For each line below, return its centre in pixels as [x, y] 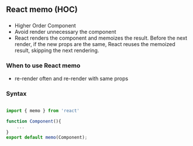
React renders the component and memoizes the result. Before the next [101, 38]
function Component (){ [34, 121]
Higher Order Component [45, 26]
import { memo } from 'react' [43, 110]
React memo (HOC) [42, 10]
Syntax [16, 93]
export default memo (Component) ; [47, 138]
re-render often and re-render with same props [71, 78]
